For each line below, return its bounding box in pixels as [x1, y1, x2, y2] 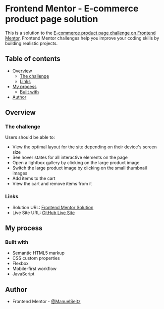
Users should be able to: [5, 134, 55, 140]
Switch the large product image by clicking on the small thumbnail [12, 165, 147, 171]
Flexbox [12, 261, 29, 266]
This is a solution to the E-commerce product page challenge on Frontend [5, 30, 156, 36]
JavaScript [12, 271, 35, 277]
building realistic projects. [5, 40, 58, 46]
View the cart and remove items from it [12, 181, 92, 187]
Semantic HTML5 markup [12, 250, 65, 256]
